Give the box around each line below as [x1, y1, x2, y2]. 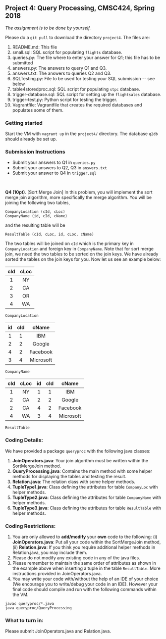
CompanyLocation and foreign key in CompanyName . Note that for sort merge [5, 246, 154, 252]
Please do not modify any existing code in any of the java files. [12, 555, 140, 561]
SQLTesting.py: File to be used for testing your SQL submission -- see [12, 75, 155, 81]
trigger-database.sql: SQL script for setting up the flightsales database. [12, 91, 162, 97]
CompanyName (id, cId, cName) [5, 214, 68, 219]
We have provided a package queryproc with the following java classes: [5, 448, 151, 454]
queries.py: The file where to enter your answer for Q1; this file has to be [12, 54, 160, 60]
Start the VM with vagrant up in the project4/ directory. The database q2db [5, 131, 158, 137]
